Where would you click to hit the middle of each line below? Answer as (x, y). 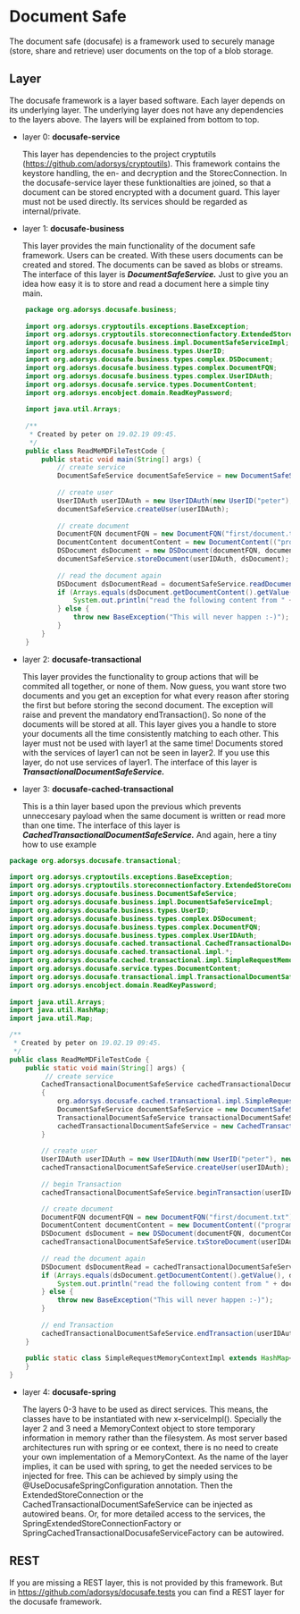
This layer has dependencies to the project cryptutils (119, 154)
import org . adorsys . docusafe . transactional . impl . (104, 976)
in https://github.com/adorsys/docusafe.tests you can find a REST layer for (147, 1592)
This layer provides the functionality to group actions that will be (140, 676)
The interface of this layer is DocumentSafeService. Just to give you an (155, 274)
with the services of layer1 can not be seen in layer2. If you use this (146, 752)
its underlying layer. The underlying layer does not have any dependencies (146, 110)
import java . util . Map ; (51, 1018)
